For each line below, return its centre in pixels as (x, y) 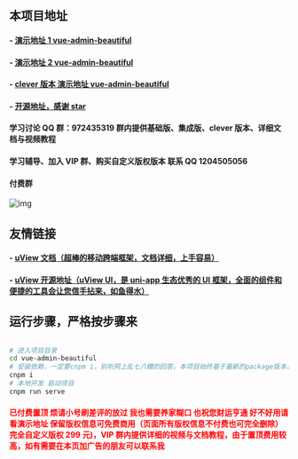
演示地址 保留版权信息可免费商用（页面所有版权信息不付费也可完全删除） (150, 423)
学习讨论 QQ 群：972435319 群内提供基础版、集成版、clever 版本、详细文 (145, 128)
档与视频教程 (32, 139)
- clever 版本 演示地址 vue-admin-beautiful (90, 84)
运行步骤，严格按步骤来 (73, 322)
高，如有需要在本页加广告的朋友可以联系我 (87, 446)
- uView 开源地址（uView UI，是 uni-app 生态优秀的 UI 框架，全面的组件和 (145, 280)
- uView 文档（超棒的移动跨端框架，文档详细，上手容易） (114, 258)
